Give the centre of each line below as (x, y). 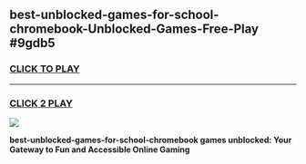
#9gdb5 (33, 43)
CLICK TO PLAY (45, 69)
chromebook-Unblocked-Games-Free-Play (134, 29)
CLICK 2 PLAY (41, 103)
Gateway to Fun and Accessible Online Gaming (100, 150)
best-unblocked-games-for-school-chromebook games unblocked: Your (151, 140)
